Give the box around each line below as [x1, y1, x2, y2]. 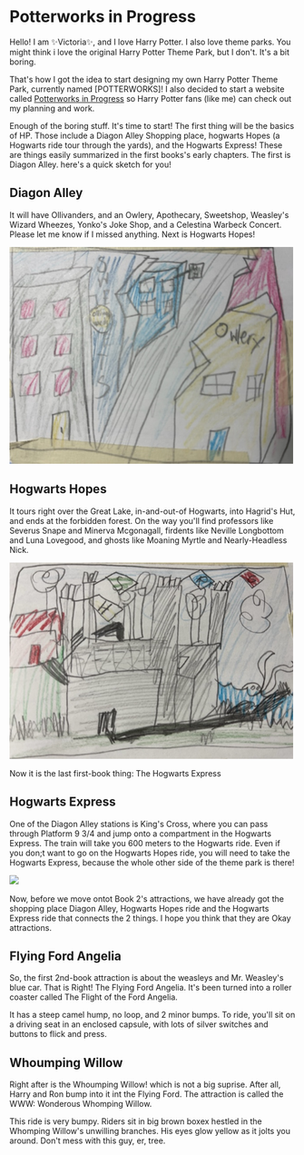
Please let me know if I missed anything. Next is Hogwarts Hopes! [9, 229, 256, 240]
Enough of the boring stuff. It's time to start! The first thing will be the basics [9, 120, 295, 131]
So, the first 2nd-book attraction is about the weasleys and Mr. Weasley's [9, 972, 284, 983]
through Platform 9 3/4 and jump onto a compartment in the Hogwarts [9, 828, 272, 839]
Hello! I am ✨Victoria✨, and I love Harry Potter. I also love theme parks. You [9, 36, 291, 47]
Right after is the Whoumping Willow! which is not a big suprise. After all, [9, 1079, 281, 1091]
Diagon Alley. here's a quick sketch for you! [9, 159, 172, 170]
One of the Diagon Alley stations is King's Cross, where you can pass [9, 818, 269, 829]
